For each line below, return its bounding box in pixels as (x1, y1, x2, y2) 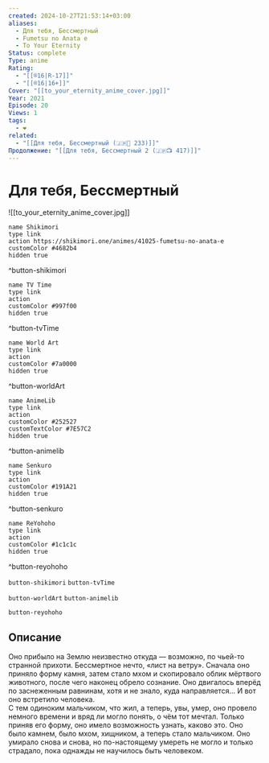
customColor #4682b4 (8, 245, 78, 253)
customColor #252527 (8, 418, 78, 427)
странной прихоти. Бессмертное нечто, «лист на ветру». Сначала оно (8, 661, 251, 670)
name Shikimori (8, 223, 59, 232)
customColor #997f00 (8, 303, 78, 311)
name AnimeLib (8, 397, 56, 405)
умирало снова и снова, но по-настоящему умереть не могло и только (8, 737, 254, 747)
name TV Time (8, 281, 52, 290)
